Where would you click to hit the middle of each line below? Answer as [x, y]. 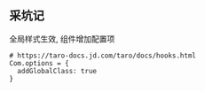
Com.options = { [39, 63]
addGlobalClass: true [57, 71]
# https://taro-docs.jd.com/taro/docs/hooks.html [103, 56]
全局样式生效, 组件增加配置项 [62, 39]
